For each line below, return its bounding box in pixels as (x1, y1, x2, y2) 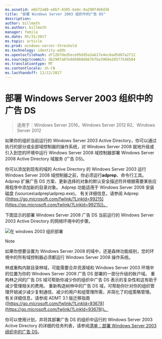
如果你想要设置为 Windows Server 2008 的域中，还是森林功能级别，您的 (5, 248, 150, 254)
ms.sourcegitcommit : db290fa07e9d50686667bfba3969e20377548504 (5, 57, 136, 62)
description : (5, 16, 32, 21)
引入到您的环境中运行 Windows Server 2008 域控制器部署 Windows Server (5, 149, 154, 156)
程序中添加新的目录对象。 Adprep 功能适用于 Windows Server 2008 (9, 184, 145, 190)
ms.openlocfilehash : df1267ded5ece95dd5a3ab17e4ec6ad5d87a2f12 (5, 52, 136, 57)
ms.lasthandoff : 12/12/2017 (5, 71, 62, 75)
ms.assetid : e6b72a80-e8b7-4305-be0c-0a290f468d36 (5, 7, 110, 12)
